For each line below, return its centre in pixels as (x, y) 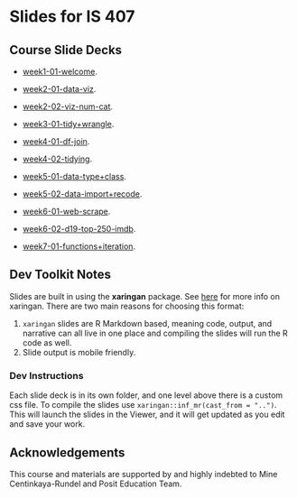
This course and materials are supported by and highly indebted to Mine (144, 474)
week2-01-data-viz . (59, 89)
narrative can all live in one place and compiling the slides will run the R (155, 333)
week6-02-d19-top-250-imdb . (79, 229)
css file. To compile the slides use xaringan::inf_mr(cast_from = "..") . (143, 405)
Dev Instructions (46, 375)
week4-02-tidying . (57, 159)
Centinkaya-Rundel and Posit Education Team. (96, 484)
